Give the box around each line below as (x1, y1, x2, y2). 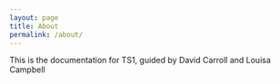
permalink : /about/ (9, 30, 84, 39)
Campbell (9, 64, 45, 75)
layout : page (9, 13, 59, 23)
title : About (9, 22, 59, 31)
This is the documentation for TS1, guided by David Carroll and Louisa (9, 55, 271, 66)
